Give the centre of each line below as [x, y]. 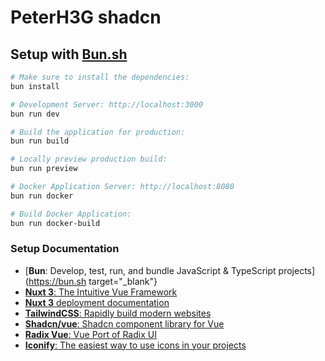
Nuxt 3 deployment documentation [97, 302]
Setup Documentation [65, 249]
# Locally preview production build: [89, 159]
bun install [35, 86]
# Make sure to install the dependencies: [100, 77]
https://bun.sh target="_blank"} [93, 281]
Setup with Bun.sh [69, 54]
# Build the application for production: [98, 132]
